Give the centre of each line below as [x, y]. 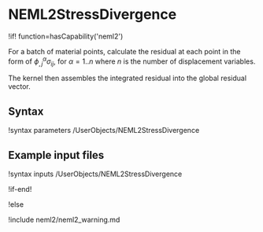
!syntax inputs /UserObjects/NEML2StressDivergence [95, 174]
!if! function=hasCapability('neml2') [66, 36]
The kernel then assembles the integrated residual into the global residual [127, 78]
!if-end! [20, 190]
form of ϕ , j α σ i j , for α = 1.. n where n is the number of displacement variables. [132, 61]
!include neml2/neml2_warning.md [64, 220]
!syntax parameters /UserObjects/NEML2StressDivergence [104, 131]
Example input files [56, 155]
